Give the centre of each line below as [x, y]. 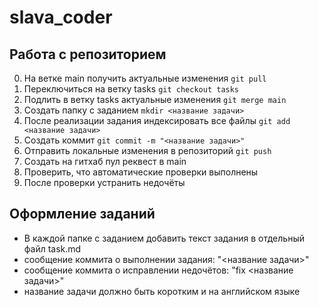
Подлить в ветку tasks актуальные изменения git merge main [155, 99]
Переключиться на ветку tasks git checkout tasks [131, 89]
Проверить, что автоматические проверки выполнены [141, 172]
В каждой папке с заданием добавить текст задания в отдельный [164, 238]
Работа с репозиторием [88, 54]
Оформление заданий [82, 214]
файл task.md [52, 248]
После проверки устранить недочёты [104, 182]
